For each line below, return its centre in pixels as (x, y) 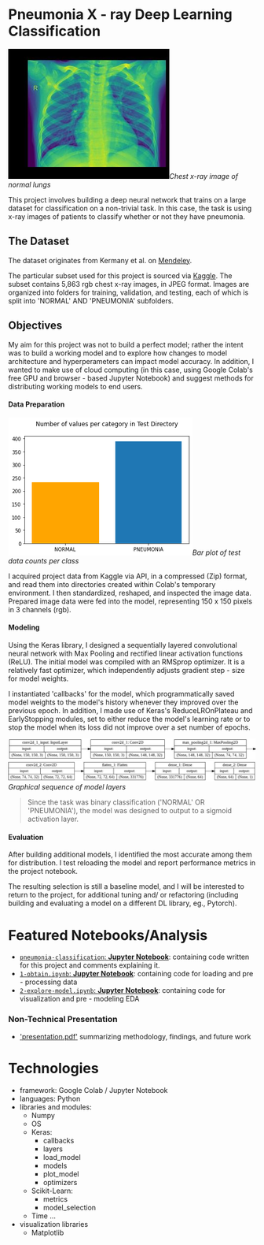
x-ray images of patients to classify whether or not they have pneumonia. (127, 216)
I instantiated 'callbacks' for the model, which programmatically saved (121, 693)
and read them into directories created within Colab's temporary (112, 584)
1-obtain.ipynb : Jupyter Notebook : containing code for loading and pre (136, 974)
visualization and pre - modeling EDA (79, 999)
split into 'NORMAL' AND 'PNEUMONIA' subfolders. (91, 300)
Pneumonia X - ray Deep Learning (121, 15)
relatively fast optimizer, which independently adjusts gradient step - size (126, 670)
